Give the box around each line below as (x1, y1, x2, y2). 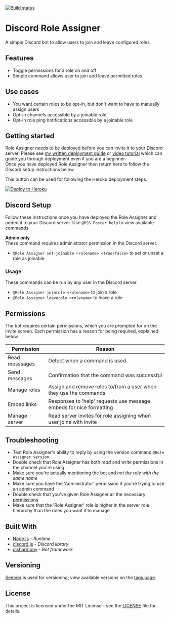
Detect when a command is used (48, 357, 126, 364)
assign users (12, 106, 39, 112)
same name (12, 475, 38, 481)
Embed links (8, 401, 37, 408)
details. (5, 608, 21, 614)
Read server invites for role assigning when (48, 413, 151, 420)
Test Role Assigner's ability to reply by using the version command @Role (12, 449, 164, 456)
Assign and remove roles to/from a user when (48, 383, 157, 390)
